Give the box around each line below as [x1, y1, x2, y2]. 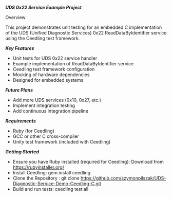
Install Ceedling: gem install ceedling [12, 170, 91, 175]
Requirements [5, 118, 36, 124]
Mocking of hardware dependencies [12, 71, 90, 78]
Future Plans [5, 87, 33, 93]
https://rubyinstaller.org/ [12, 164, 65, 170]
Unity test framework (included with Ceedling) [12, 139, 111, 145]
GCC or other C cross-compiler [12, 133, 80, 139]
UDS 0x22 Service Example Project [5, 5, 82, 10]
